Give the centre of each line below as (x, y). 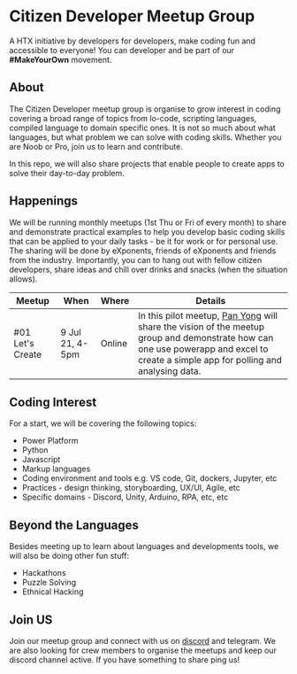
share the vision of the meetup (202, 327)
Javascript (41, 460)
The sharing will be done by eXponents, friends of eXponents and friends (143, 251)
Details (211, 300)
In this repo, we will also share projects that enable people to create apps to (147, 163)
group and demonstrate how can (206, 337)
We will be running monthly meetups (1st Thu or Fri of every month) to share (148, 222)
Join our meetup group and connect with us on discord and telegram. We (143, 641)
